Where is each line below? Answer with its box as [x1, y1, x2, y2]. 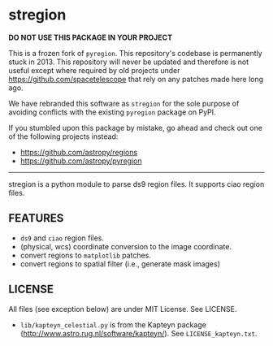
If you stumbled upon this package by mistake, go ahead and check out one [8, 123, 262, 132]
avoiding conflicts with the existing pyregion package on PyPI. [8, 107, 217, 117]
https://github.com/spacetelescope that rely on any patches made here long [8, 74, 264, 84]
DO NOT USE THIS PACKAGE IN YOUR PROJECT [8, 32, 173, 42]
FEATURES [8, 211, 64, 225]
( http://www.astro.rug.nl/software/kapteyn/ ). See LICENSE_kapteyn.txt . [19, 328, 258, 338]
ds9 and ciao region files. [19, 233, 104, 243]
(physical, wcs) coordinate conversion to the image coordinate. [19, 241, 232, 251]
